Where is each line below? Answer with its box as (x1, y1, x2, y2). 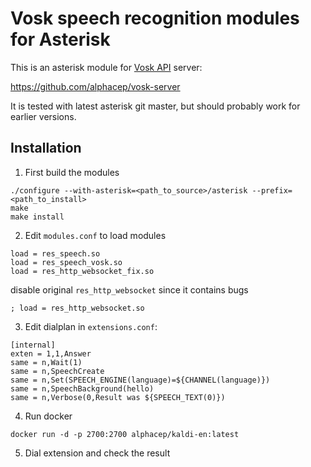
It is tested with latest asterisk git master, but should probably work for (10, 100, 301, 112)
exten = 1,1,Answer (10, 348, 92, 359)
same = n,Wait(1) (10, 357, 83, 367)
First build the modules (24, 166, 120, 178)
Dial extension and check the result (24, 447, 171, 459)
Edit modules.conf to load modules (24, 229, 167, 241)
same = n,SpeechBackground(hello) (10, 383, 155, 394)
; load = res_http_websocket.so (10, 303, 145, 313)
